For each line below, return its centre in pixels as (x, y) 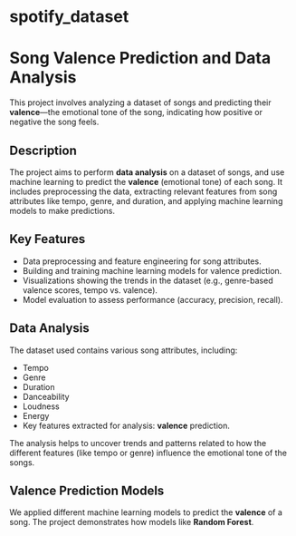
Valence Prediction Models (87, 490)
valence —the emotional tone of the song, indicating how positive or (136, 112)
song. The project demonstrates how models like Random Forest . (132, 522)
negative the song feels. (54, 122)
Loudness (41, 406)
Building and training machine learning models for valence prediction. (152, 270)
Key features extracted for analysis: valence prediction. (126, 425)
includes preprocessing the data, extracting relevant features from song (143, 191)
